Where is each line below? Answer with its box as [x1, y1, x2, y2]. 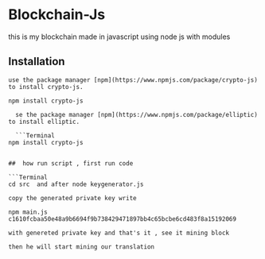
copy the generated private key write [8, 194, 137, 202]
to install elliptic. [8, 118, 80, 126]
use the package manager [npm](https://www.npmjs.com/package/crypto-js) [8, 75, 259, 84]
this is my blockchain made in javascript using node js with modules [8, 32, 231, 41]
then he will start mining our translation [8, 242, 155, 251]
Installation [8, 55, 65, 68]
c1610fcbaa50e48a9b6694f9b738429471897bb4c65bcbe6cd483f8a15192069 [8, 215, 237, 223]
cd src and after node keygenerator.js [8, 180, 145, 188]
